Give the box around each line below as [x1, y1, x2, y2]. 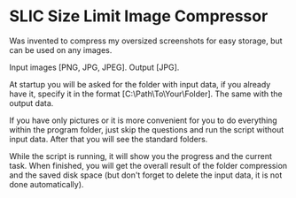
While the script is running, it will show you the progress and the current [9, 150, 272, 161]
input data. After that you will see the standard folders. [9, 133, 208, 144]
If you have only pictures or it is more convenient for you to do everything [9, 115, 277, 126]
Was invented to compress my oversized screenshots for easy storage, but [9, 35, 283, 46]
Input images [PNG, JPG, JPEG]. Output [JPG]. [9, 62, 180, 72]
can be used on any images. [9, 44, 113, 55]
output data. [9, 97, 54, 108]
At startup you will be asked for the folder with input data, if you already [9, 79, 271, 89]
